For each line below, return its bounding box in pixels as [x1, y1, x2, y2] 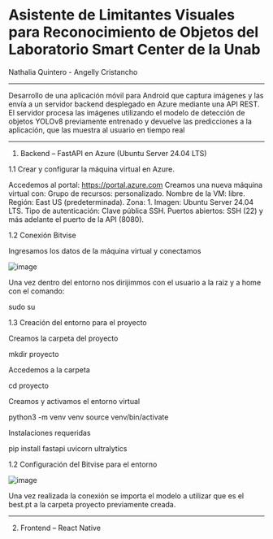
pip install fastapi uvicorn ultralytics [8, 443, 128, 453]
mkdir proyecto [8, 349, 59, 359]
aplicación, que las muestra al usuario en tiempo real [8, 124, 185, 135]
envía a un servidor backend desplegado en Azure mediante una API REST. [8, 99, 260, 109]
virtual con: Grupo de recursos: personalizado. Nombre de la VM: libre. [8, 189, 245, 198]
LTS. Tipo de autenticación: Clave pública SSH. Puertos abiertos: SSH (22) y [8, 206, 264, 215]
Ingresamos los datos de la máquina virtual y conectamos [8, 246, 201, 255]
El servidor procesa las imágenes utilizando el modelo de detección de [8, 107, 245, 117]
